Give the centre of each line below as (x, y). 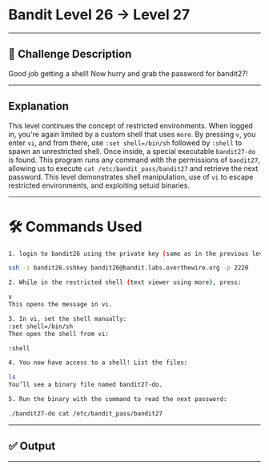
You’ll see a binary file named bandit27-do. (85, 385)
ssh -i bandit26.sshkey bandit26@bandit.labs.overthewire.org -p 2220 (128, 268)
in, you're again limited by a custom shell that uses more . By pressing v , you (132, 134)
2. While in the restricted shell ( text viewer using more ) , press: (125, 282)
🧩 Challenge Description (70, 54)
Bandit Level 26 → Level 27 (99, 15)
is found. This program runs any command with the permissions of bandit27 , (134, 160)
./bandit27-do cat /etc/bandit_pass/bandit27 (85, 413)
